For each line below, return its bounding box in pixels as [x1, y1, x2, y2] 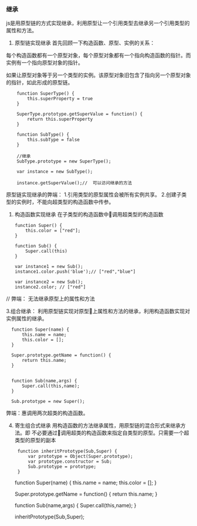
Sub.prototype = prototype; [28, 464, 97, 470]
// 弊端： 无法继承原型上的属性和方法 [6, 295, 95, 303]
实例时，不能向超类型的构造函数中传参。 [16, 198, 114, 206]
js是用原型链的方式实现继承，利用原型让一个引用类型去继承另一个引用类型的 [6, 19, 190, 27]
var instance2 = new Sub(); [14, 279, 83, 285]
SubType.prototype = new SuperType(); [16, 158, 111, 165]
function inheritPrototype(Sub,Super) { [17, 449, 118, 454]
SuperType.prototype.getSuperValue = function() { [16, 111, 143, 117]
